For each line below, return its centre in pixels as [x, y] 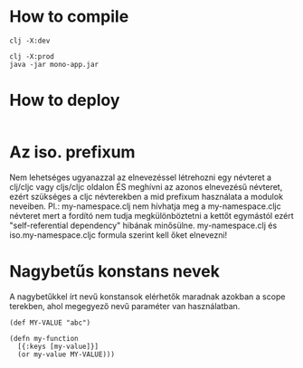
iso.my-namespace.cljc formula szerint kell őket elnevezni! [118, 235]
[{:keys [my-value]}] [58, 346]
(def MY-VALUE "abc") [50, 323]
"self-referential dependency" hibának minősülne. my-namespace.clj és [143, 225]
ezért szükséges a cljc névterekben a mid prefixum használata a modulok [146, 196]
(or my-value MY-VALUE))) [66, 354]
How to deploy [65, 100]
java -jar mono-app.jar [54, 64]
